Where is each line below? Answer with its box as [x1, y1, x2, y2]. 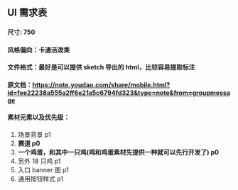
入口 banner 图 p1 [17, 165, 69, 174]
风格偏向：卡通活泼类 [7, 45, 70, 54]
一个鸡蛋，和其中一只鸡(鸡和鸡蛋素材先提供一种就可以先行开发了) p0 [17, 147, 219, 156]
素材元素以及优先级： [7, 113, 70, 122]
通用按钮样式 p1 [17, 174, 64, 183]
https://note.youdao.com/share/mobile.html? [32, 80, 171, 89]
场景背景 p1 [17, 130, 51, 138]
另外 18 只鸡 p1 [17, 157, 61, 165]
